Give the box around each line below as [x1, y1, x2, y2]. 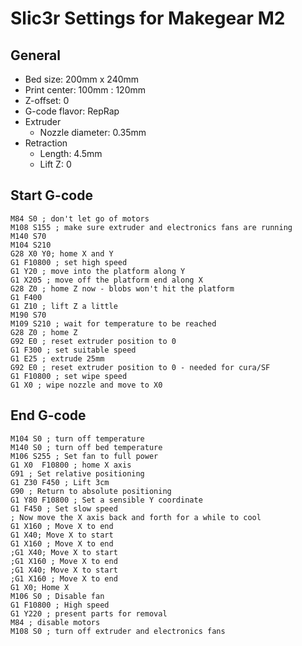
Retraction [24, 137, 68, 149]
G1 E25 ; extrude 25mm [10, 353, 105, 364]
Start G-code [10, 187, 93, 204]
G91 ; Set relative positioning [10, 468, 145, 479]
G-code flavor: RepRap [24, 105, 120, 117]
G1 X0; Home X [10, 582, 70, 592]
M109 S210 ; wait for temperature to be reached [10, 318, 217, 329]
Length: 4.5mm [39, 148, 103, 159]
